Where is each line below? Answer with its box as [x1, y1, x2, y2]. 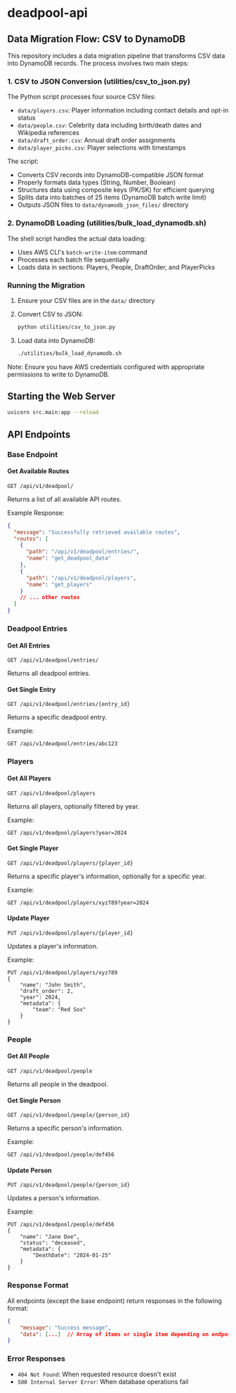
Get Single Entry [7, 685, 56, 693]
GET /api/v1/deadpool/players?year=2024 [7, 829, 128, 836]
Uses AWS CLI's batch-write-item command [17, 248, 147, 256]
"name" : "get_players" [25, 581, 93, 588]
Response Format [7, 1280, 69, 1290]
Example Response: [7, 508, 65, 517]
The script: [7, 157, 39, 166]
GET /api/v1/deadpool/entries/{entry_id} [7, 701, 131, 708]
